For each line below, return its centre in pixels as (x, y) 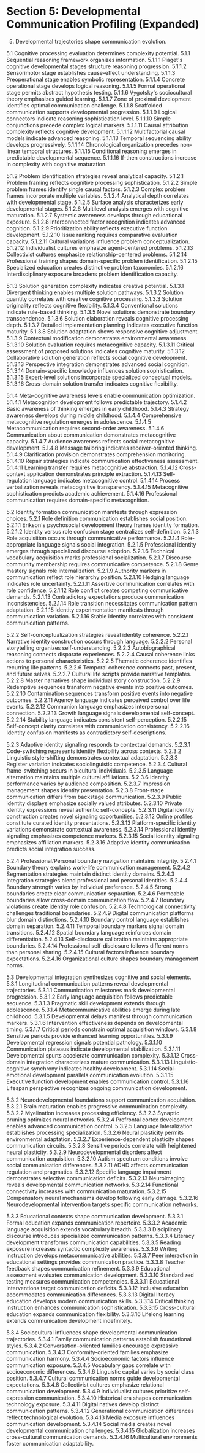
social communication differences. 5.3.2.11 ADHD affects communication (97, 1165)
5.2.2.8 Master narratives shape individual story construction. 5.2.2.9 (93, 680)
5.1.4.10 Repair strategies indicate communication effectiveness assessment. (102, 461)
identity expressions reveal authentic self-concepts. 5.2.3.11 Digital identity (100, 809)
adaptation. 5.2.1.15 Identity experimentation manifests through (85, 610)
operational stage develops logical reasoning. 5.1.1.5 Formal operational (96, 86)
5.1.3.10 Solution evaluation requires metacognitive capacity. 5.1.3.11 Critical (100, 345)
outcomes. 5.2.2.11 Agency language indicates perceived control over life (98, 700)
